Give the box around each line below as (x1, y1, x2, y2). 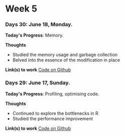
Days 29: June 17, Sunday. (5, 79, 70, 86)
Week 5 (5, 3, 38, 15)
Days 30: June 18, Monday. (5, 21, 73, 28)
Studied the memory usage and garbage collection (12, 52, 118, 58)
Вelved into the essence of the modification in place (12, 57, 120, 63)
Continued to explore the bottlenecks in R (12, 110, 99, 116)
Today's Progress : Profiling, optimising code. (5, 91, 99, 97)
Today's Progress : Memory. (5, 32, 64, 38)
